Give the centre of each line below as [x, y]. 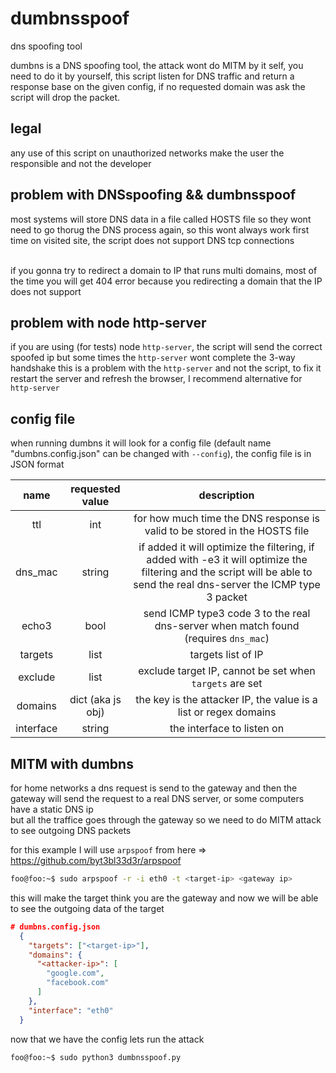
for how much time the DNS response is [227, 519]
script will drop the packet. [65, 97]
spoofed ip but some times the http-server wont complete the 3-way [153, 358]
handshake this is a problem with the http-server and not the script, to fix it [166, 368]
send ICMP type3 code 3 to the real [227, 614]
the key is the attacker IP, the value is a [226, 700]
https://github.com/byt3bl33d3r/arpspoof [96, 860]
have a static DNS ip [52, 809]
